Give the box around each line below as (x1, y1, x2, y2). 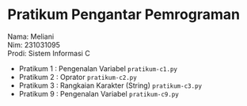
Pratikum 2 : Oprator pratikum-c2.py (18, 72, 138, 81)
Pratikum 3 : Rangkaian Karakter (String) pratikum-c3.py (18, 81, 203, 90)
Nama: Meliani (7, 32, 55, 41)
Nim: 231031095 (7, 40, 61, 49)
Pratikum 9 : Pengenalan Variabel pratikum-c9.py (18, 89, 180, 98)
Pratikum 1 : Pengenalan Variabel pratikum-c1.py (18, 63, 178, 73)
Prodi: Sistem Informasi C (7, 48, 90, 58)
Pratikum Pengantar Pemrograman (7, 6, 241, 24)
